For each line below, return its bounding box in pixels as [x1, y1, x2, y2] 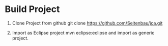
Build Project [5, 3, 60, 15]
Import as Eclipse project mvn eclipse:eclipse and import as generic [12, 29, 155, 35]
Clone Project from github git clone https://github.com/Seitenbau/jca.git [12, 20, 163, 26]
